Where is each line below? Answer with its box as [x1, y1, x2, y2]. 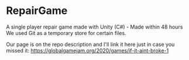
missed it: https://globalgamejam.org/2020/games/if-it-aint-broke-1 [6, 47, 169, 54]
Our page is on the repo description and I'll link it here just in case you [6, 41, 175, 48]
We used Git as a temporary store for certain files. [6, 29, 127, 36]
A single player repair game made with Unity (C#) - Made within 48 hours [6, 23, 183, 30]
